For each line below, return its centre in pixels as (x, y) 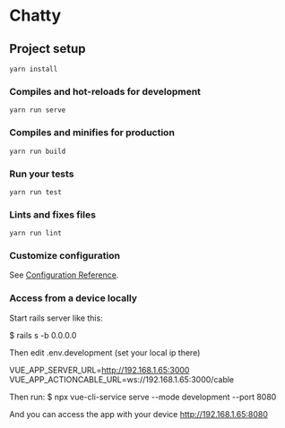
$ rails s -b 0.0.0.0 (43, 335)
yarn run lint (36, 234)
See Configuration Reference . (64, 275)
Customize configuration (65, 256)
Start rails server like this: (56, 318)
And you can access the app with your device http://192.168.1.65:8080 (139, 414)
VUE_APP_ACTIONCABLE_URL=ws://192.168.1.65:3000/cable (122, 379)
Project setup (48, 49)
